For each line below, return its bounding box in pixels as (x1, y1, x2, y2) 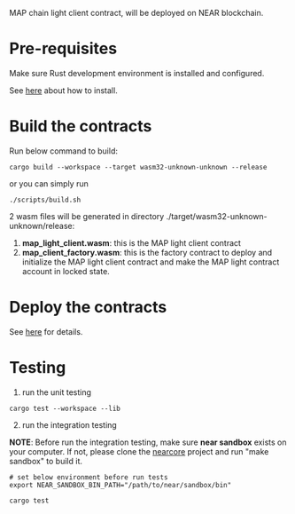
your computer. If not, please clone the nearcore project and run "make (9, 446, 269, 456)
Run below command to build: (9, 146, 118, 156)
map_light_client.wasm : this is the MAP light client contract (21, 237, 242, 248)
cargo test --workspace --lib (9, 404, 121, 413)
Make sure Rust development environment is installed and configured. (9, 67, 265, 78)
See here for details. (9, 326, 83, 336)
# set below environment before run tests (9, 472, 168, 482)
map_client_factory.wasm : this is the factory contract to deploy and (21, 247, 273, 257)
